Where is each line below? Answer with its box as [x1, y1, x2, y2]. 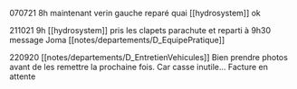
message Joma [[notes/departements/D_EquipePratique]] [9, 35, 225, 45]
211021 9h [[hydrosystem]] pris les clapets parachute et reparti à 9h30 [9, 25, 272, 35]
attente [9, 71, 36, 82]
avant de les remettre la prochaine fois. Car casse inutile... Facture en [9, 62, 269, 72]
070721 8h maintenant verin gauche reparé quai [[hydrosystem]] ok [9, 8, 261, 18]
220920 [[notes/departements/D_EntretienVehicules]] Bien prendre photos [9, 52, 288, 62]
